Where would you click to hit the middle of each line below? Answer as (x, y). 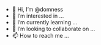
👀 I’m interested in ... (38, 16)
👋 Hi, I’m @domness (37, 9)
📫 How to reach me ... (40, 36)
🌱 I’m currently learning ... (45, 22)
